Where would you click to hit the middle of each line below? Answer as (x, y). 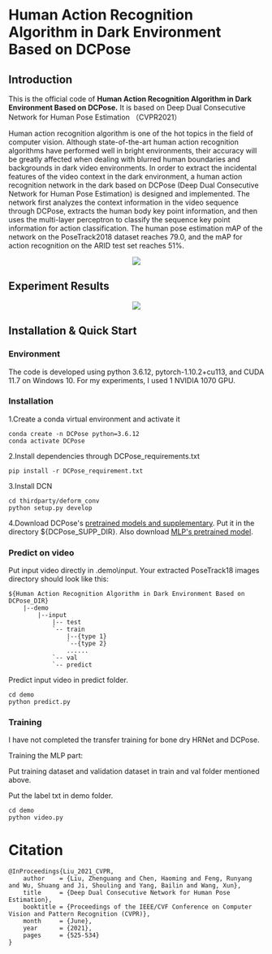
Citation (36, 850)
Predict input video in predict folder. (68, 680)
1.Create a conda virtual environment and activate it (94, 419)
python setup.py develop (50, 508)
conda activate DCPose (47, 441)
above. (20, 780)
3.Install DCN (30, 486)
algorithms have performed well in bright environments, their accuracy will (133, 151)
